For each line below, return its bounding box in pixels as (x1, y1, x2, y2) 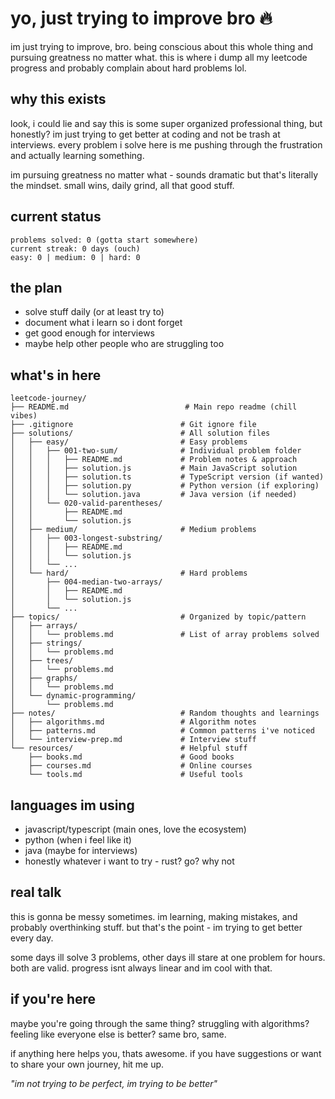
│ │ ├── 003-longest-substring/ (10, 533, 163, 544)
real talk (10, 884, 62, 901)
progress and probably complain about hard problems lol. (10, 62, 247, 74)
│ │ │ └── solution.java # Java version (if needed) (10, 490, 298, 500)
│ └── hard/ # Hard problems (10, 568, 248, 579)
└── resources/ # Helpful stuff (10, 743, 248, 754)
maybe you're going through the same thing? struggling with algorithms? (10, 1017, 310, 1029)
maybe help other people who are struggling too (24, 338, 225, 350)
